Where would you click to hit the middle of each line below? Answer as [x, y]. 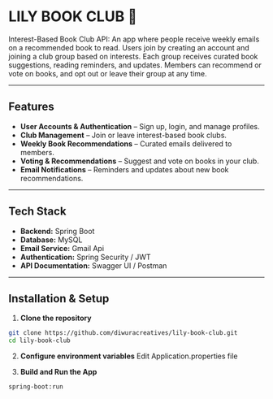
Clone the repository [56, 318]
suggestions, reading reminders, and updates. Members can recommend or [135, 65]
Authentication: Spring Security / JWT [85, 257]
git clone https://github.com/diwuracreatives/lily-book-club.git [123, 333]
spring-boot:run [36, 387]
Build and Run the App [58, 372]
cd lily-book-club [39, 340]
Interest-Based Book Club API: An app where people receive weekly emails [134, 39]
